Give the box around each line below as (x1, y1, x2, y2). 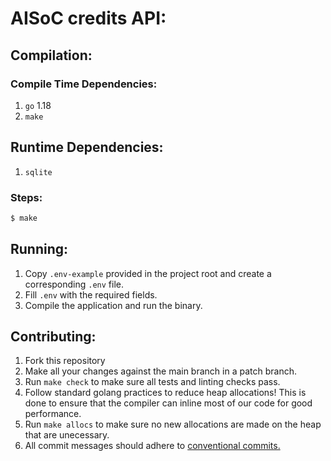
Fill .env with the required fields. (24, 288, 158, 301)
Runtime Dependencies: (10, 139, 164, 156)
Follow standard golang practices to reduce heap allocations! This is (24, 387, 307, 399)
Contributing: (10, 328, 97, 346)
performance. (24, 408, 82, 420)
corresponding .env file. (24, 278, 125, 290)
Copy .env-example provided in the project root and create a (24, 267, 272, 279)
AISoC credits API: (10, 7, 167, 30)
